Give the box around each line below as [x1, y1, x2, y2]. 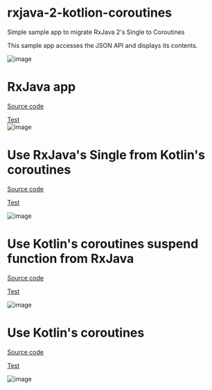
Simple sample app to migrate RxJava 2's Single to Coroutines [7, 28, 185, 36]
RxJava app [7, 79, 76, 95]
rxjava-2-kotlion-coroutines [7, 5, 173, 21]
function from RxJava [7, 251, 134, 266]
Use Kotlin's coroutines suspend [7, 236, 199, 251]
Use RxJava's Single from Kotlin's [7, 147, 206, 163]
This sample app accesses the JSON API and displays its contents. [7, 41, 198, 49]
